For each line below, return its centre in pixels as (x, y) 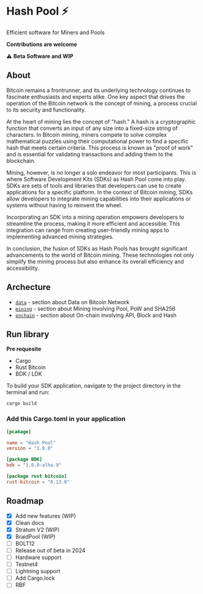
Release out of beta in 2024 (50, 550)
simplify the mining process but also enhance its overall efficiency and (95, 261)
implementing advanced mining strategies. (60, 237)
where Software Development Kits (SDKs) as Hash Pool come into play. (96, 179)
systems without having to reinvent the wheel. (64, 205)
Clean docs (30, 523)
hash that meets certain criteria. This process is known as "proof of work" (100, 148)
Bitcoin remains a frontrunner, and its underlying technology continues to (99, 90)
